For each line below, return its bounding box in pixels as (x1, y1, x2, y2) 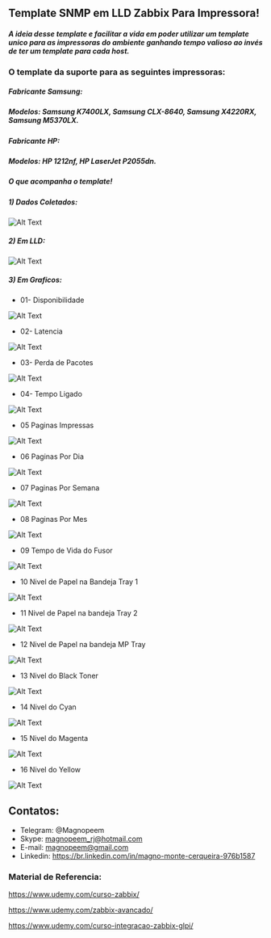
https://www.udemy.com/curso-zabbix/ (8, 890, 140, 899)
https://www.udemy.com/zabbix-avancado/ (8, 905, 153, 915)
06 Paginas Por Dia (19, 452, 85, 461)
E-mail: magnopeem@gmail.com (19, 842, 129, 852)
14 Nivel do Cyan (19, 702, 77, 712)
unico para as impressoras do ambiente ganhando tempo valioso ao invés (8, 37, 263, 47)
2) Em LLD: (8, 236, 46, 246)
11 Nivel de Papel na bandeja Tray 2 (19, 608, 139, 618)
